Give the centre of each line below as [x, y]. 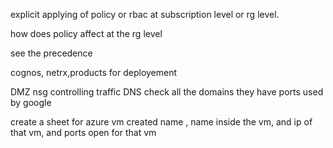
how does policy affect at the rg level [86, 33]
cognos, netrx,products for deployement [94, 72]
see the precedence [51, 53]
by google [31, 102]
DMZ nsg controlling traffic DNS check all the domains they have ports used [167, 92]
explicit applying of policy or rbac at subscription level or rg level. [145, 14]
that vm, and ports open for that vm [83, 132]
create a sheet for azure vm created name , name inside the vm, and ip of [161, 122]
